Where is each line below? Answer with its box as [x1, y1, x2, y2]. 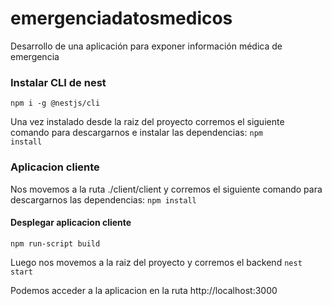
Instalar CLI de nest [10, 75, 107, 89]
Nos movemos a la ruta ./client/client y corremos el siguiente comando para [10, 183, 323, 195]
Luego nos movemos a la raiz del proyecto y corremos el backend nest [10, 256, 303, 268]
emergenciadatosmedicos [10, 7, 233, 30]
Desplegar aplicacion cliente [10, 217, 132, 229]
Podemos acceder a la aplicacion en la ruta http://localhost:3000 [10, 284, 278, 296]
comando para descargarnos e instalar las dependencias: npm [10, 127, 263, 139]
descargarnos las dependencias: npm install [10, 193, 197, 206]
